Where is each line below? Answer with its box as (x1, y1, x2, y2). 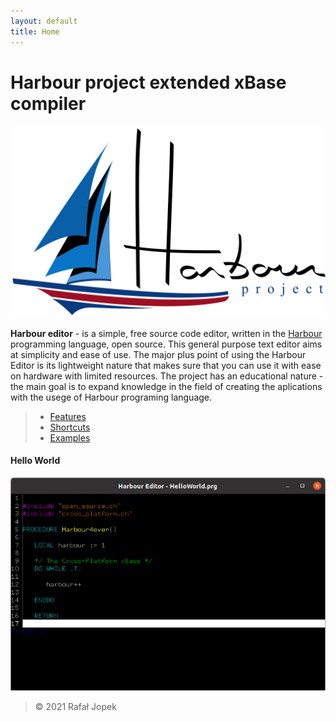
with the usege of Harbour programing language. (10, 391, 213, 403)
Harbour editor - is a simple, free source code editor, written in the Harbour (10, 327, 323, 339)
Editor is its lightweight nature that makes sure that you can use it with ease (10, 359, 322, 371)
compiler (10, 92, 87, 115)
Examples (49, 431, 91, 444)
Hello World (10, 455, 61, 467)
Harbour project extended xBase (10, 71, 287, 94)
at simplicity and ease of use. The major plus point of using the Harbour (10, 348, 307, 360)
